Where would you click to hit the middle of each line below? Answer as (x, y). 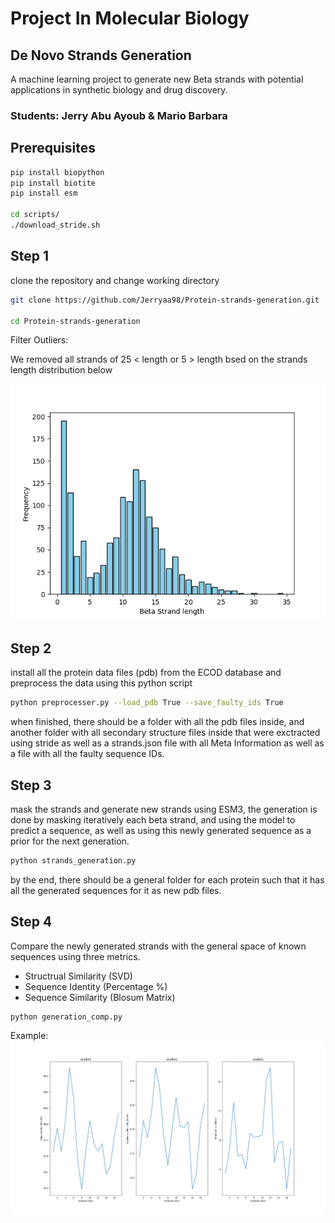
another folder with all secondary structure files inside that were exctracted (165, 733)
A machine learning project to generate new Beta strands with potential (157, 79)
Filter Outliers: (39, 340)
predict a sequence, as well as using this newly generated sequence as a (161, 830)
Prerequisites (53, 148)
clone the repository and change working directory (115, 280)
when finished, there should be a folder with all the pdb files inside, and (157, 722)
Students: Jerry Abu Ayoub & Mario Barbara (119, 115)
